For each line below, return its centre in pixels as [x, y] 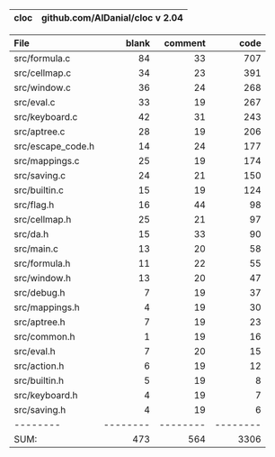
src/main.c [36, 249]
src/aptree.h [40, 322]
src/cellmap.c [43, 73]
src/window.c [43, 87]
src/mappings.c [47, 161]
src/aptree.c [40, 132]
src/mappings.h [47, 307]
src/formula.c [42, 58]
